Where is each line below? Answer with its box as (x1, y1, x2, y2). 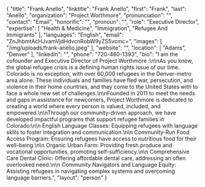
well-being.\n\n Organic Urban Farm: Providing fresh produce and (6, 142, 173, 148)
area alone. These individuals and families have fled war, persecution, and (6, 76, 193, 84)
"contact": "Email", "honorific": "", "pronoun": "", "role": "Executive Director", (6, 18, 199, 25)
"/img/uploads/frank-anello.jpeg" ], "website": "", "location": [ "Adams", (6, 44, 187, 51)
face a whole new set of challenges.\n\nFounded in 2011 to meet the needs (6, 90, 195, 97)
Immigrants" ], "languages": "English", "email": (6, 31, 124, 38)
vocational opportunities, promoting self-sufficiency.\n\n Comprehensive (6, 148, 190, 155)
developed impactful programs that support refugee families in (6, 116, 165, 123)
